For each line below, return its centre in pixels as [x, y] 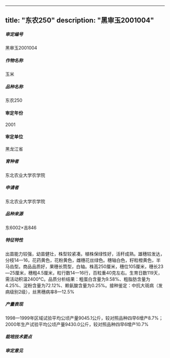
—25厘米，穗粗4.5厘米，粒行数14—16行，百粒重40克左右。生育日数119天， [84, 273]
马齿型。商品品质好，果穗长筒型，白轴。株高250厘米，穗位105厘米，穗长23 [84, 266]
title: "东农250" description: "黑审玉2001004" [80, 20]
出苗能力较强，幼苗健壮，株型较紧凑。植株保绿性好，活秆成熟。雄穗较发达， [85, 254]
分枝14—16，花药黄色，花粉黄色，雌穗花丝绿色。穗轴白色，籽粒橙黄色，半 [83, 260]
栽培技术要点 [18, 337]
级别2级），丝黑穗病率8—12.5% [42, 292]
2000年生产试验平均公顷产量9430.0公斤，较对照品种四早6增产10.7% [77, 324]
